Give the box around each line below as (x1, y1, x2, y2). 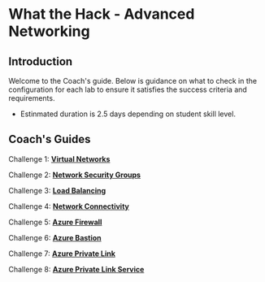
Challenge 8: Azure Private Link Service (8, 264, 145, 274)
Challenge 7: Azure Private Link (8, 249, 116, 258)
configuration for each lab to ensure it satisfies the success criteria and (8, 85, 248, 94)
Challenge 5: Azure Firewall (8, 217, 102, 227)
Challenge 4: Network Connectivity (8, 201, 130, 211)
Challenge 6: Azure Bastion (8, 232, 102, 242)
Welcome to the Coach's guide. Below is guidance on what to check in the (8, 76, 258, 85)
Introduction (8, 54, 73, 68)
